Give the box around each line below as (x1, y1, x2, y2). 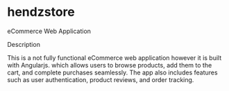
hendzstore (7, 4, 75, 20)
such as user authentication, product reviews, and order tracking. (7, 75, 194, 83)
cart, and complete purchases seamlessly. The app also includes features (7, 68, 218, 77)
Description (7, 40, 40, 48)
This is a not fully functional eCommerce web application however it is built (7, 53, 222, 62)
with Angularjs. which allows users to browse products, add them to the (7, 61, 212, 69)
